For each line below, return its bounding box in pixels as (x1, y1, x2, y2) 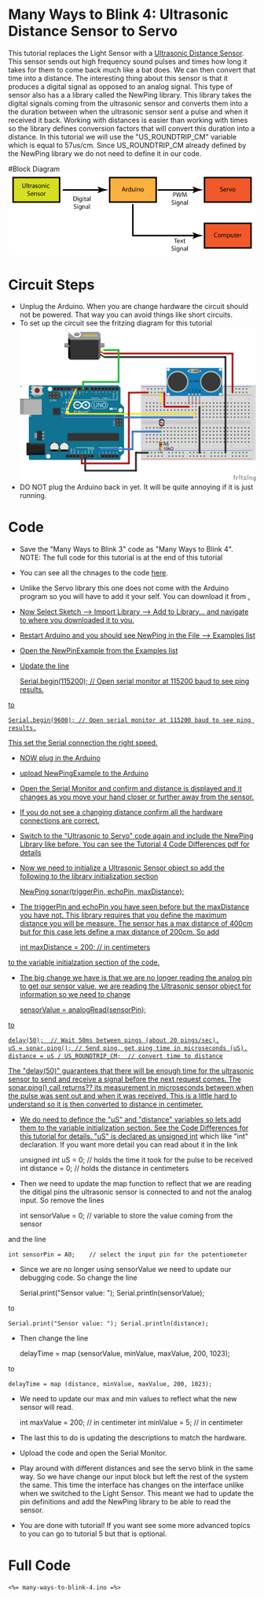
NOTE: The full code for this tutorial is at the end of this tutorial (19, 552, 223, 562)
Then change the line (19, 1333, 89, 1343)
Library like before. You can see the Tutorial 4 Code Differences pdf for (19, 839, 250, 849)
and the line (8, 1234, 46, 1244)
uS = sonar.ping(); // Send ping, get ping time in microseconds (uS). (8, 1044, 247, 1052)
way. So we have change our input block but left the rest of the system (19, 1471, 249, 1481)
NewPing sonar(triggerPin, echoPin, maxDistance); (19, 887, 185, 896)
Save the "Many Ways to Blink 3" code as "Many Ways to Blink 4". (19, 544, 233, 553)
